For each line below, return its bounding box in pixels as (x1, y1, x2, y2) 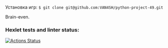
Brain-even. (5, 14, 30, 19)
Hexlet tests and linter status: (5, 26, 79, 33)
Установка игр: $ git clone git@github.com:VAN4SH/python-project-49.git (5, 4, 163, 10)
